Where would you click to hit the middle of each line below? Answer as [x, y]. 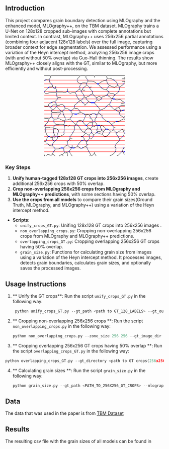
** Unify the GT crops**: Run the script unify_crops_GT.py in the [79, 296]
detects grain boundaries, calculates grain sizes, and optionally [86, 263]
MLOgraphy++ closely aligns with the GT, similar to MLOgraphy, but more [81, 63]
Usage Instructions [36, 284]
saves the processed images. [50, 268]
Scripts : [21, 220]
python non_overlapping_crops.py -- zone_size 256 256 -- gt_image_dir [87, 336]
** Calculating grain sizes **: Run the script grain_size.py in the [79, 370]
